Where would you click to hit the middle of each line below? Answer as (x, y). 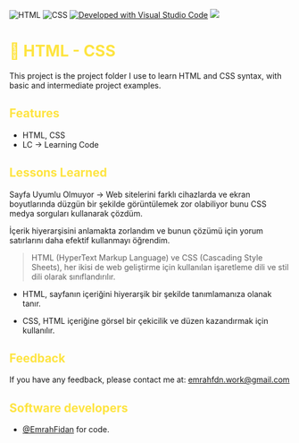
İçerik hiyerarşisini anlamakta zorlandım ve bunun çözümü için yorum (136, 230)
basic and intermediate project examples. (85, 85)
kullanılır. (38, 330)
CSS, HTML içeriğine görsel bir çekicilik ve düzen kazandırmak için (145, 320)
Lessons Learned (58, 173)
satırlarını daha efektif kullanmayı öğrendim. (90, 240)
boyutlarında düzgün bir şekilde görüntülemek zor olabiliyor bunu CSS (138, 204)
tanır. (32, 303)
